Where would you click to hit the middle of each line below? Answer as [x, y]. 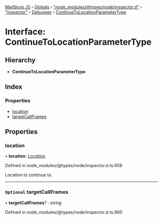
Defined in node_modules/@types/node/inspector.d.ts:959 [64, 166]
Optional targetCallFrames [37, 192]
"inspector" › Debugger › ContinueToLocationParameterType [66, 12]
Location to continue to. [29, 175]
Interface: [25, 32]
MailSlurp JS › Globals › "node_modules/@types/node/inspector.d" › [73, 7]
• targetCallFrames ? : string [33, 203]
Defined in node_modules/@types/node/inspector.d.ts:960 [64, 212]
